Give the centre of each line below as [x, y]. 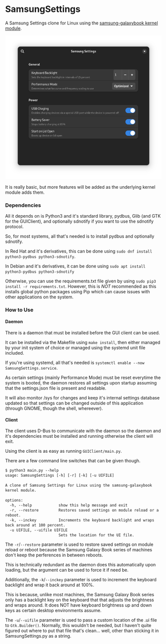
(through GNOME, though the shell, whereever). [54, 408]
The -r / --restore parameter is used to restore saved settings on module [79, 544]
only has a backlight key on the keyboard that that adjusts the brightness [80, 600]
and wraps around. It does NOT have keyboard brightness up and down [79, 605]
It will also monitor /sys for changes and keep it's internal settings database [83, 398]
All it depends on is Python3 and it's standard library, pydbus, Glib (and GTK [83, 216]
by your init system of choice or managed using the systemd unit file [75, 348]
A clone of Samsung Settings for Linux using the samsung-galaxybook [79, 486]
